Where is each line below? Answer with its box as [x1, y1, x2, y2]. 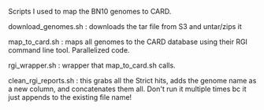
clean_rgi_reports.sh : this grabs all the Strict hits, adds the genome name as [8, 76, 257, 85]
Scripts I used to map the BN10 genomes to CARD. [8, 7, 172, 16]
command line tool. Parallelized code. [8, 46, 130, 54]
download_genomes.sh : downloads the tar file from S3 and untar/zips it [8, 22, 242, 31]
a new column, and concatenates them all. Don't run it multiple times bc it [8, 84, 247, 93]
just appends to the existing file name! [8, 93, 132, 101]
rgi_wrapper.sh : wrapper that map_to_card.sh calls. [8, 60, 176, 70]
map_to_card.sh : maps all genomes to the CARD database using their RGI [8, 37, 248, 46]
